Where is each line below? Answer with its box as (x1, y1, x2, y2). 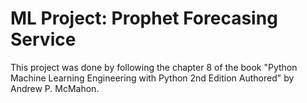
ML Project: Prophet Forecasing (10, 7, 278, 30)
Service (10, 28, 77, 51)
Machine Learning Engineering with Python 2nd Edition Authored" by (10, 72, 295, 84)
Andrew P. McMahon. (10, 82, 100, 94)
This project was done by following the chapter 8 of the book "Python (10, 61, 298, 73)
